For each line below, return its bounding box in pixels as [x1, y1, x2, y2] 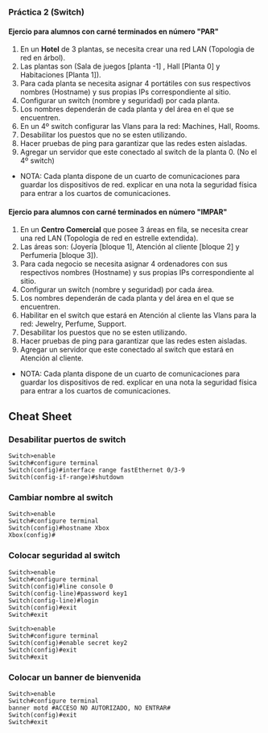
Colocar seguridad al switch [8, 550, 121, 561]
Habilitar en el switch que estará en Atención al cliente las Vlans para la [19, 310, 257, 320]
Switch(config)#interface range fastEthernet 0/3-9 [8, 466, 185, 474]
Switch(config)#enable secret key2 [8, 639, 128, 647]
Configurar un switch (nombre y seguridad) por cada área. [19, 285, 215, 294]
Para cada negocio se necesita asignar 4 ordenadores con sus [19, 259, 228, 269]
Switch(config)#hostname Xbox [8, 524, 110, 532]
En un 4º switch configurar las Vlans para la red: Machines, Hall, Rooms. [19, 122, 260, 131]
